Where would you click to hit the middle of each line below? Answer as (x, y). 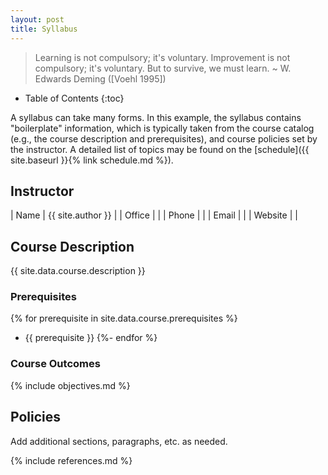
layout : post (37, 19)
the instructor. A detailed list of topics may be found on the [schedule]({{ (160, 149)
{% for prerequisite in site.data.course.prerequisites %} (124, 318)
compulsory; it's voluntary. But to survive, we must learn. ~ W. (163, 68)
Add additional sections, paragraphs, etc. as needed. (119, 441)
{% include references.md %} (71, 460)
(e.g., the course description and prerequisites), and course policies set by (164, 138)
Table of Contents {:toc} (74, 98)
